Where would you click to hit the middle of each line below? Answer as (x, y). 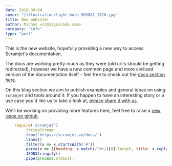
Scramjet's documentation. (34, 54)
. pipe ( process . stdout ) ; (49, 159)
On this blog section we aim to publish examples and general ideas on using (85, 90)
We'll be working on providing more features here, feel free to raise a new (83, 111)
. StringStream (39, 130)
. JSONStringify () (42, 154)
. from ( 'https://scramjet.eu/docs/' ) (63, 135)
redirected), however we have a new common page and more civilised (79, 69)
